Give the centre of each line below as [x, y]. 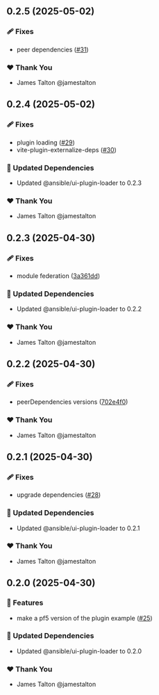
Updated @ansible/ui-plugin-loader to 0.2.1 [78, 528]
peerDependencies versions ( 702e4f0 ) [72, 402]
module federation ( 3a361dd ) [58, 276]
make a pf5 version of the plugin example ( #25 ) [85, 618]
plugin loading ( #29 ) [46, 142]
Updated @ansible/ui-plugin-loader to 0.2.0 [79, 651]
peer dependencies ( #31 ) [52, 49]
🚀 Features [25, 603]
